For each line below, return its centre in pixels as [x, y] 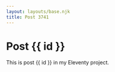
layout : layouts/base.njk [38, 12]
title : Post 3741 [28, 17]
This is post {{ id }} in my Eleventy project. [58, 63]
